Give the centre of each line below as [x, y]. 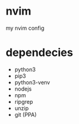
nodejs [23, 89]
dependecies [39, 53]
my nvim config [25, 28]
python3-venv [32, 82]
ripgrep [24, 102]
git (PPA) [26, 114]
